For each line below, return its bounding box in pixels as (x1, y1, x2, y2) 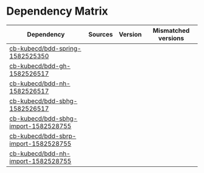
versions (158, 34, 184, 42)
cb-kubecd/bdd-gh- (9, 62, 71, 70)
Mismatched (152, 26, 190, 35)
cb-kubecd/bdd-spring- (9, 44, 82, 52)
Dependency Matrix (6, 4, 108, 18)
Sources (88, 30, 114, 38)
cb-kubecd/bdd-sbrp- (9, 132, 76, 140)
